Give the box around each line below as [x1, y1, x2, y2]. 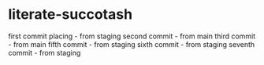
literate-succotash [8, 5, 132, 23]
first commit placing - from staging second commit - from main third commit [8, 31, 256, 41]
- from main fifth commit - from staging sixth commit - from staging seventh [8, 39, 255, 49]
